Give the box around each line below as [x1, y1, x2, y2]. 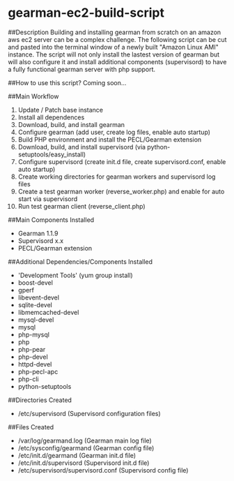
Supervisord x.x [17, 236, 64, 245]
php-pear [17, 345, 46, 353]
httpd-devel [17, 360, 52, 368]
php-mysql [17, 330, 49, 339]
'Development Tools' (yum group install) [17, 271, 133, 279]
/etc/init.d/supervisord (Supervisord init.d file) [17, 459, 150, 467]
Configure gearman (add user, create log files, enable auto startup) [17, 128, 211, 136]
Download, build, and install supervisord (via [17, 142, 146, 151]
